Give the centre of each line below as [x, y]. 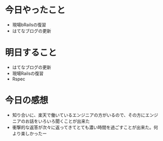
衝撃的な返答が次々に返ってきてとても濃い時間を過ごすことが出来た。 [83, 127]
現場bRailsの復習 [29, 25]
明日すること [31, 53]
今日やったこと [35, 10]
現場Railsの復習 [28, 73]
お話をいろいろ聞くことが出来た [57, 121]
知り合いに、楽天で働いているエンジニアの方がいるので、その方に [79, 115]
